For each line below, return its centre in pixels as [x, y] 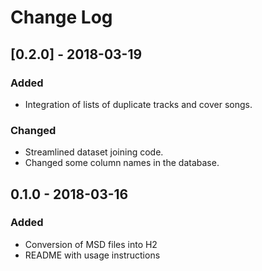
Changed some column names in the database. [122, 163]
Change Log [61, 17]
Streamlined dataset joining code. [94, 152]
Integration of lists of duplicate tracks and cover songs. [138, 104]
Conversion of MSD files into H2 [91, 244]
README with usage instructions [92, 255]
